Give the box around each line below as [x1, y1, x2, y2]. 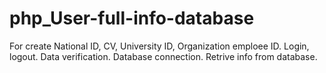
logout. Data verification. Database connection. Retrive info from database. [9, 50, 318, 62]
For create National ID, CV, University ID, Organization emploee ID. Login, [9, 40, 310, 52]
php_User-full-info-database [9, 7, 255, 30]
